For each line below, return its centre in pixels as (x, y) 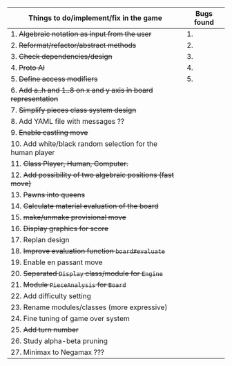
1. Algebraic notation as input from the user (81, 34)
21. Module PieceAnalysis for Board (68, 285)
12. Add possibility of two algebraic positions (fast (92, 175)
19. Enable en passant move (57, 262)
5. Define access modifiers (54, 79)
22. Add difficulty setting (51, 296)
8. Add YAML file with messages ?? (68, 121)
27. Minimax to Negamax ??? (58, 352)
